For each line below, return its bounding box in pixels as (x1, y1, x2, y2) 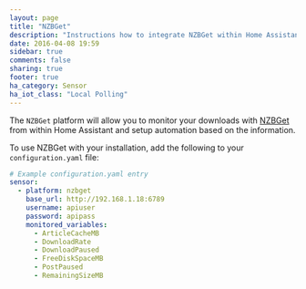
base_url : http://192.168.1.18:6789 (25, 195, 166, 204)
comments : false (9, 56, 71, 65)
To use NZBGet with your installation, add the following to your (9, 142, 244, 153)
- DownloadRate (33, 237, 92, 246)
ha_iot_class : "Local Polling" (9, 89, 128, 98)
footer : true (9, 73, 59, 82)
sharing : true (9, 65, 64, 74)
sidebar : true (9, 47, 64, 57)
